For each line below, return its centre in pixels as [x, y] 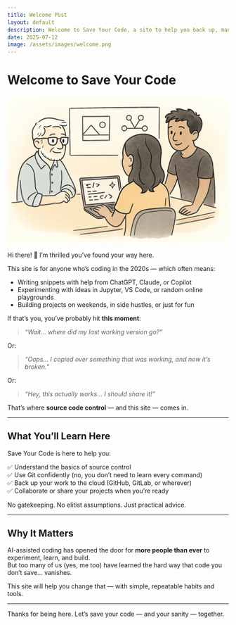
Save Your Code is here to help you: [59, 453]
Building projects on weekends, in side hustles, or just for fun [106, 304]
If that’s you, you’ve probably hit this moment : [74, 318]
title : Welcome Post [38, 15]
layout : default [31, 22]
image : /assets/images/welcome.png [59, 45]
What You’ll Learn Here [59, 436]
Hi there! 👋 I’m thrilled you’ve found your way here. [81, 255]
